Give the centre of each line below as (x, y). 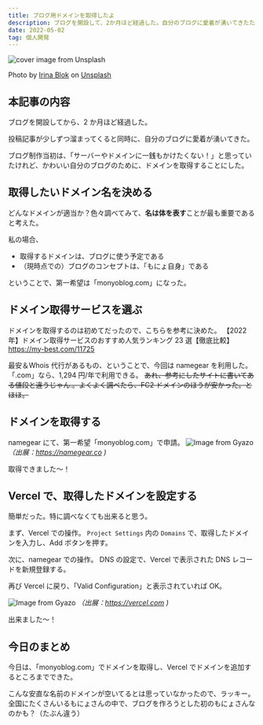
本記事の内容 (39, 102)
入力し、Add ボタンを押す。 (67, 543)
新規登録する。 (46, 569)
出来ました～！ (32, 620)
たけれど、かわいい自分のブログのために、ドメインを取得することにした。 (128, 165)
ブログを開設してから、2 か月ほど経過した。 (80, 122)
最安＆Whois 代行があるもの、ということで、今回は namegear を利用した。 (130, 365)
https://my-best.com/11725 (51, 349)
